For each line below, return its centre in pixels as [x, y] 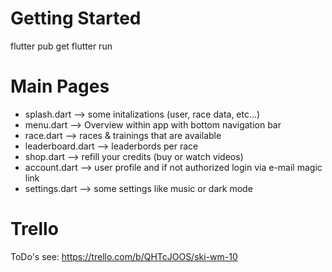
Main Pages [60, 86]
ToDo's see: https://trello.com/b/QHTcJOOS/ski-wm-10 [124, 256]
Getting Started [76, 18]
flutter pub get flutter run [61, 46]
